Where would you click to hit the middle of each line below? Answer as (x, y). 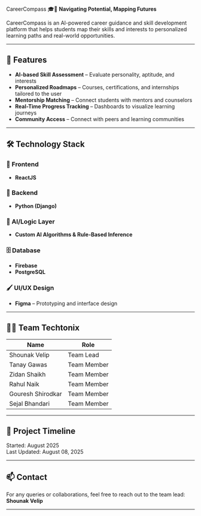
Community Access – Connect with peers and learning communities (99, 119)
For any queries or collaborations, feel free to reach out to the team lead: (96, 494)
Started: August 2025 (33, 445)
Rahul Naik (24, 384)
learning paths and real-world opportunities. (61, 36)
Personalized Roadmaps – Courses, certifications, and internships (97, 87)
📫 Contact (27, 477)
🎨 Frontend (22, 164)
